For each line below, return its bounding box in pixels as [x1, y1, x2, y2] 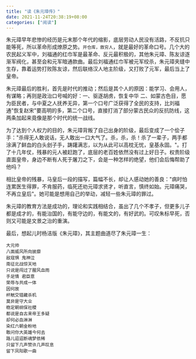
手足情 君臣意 [6, 274, 35, 279]
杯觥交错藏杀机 [6, 292, 37, 298]
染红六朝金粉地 [6, 323, 37, 329]
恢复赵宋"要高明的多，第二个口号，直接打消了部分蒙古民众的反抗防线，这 [13, 107, 190, 114]
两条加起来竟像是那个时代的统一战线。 [6, 115, 98, 122]
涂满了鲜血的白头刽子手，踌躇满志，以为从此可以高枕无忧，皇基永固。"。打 [6, 141, 188, 149]
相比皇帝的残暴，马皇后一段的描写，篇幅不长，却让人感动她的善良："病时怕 [6, 176, 188, 183]
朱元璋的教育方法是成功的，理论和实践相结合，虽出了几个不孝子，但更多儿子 [6, 203, 190, 210]
